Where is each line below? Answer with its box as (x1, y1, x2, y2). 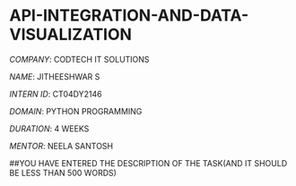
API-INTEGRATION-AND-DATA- (9, 5, 249, 26)
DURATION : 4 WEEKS (9, 123, 90, 134)
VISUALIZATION (9, 24, 133, 45)
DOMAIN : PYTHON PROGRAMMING (9, 106, 143, 116)
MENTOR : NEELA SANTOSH (9, 140, 114, 151)
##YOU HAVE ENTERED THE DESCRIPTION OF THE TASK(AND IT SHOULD (9, 157, 288, 168)
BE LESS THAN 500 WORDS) (9, 167, 117, 178)
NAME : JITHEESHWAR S (9, 71, 100, 81)
